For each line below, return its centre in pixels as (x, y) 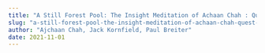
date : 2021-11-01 (37, 37)
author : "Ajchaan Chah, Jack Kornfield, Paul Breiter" (100, 30)
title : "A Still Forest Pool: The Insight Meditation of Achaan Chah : (128, 15)
